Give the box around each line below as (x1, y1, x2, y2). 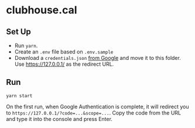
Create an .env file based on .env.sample (14, 48, 114, 55)
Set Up (6, 27, 31, 37)
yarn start (6, 93, 33, 99)
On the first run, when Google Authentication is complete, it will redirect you (6, 103, 189, 110)
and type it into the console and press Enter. (6, 115, 113, 122)
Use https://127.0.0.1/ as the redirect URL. (14, 61, 114, 67)
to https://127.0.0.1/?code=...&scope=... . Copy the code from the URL (6, 109, 182, 116)
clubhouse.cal (6, 3, 77, 17)
